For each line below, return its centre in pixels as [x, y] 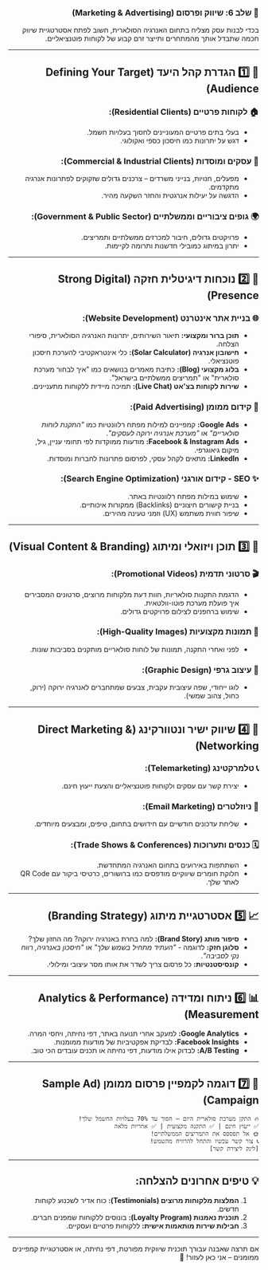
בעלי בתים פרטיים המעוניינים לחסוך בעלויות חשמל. [163, 132]
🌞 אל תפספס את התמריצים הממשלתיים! [205, 1134]
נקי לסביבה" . [220, 956]
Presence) [233, 295]
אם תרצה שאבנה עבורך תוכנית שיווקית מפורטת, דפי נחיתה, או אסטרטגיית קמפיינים [136, 1248]
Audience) [232, 88]
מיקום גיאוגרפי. [217, 450]
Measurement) [221, 1014]
